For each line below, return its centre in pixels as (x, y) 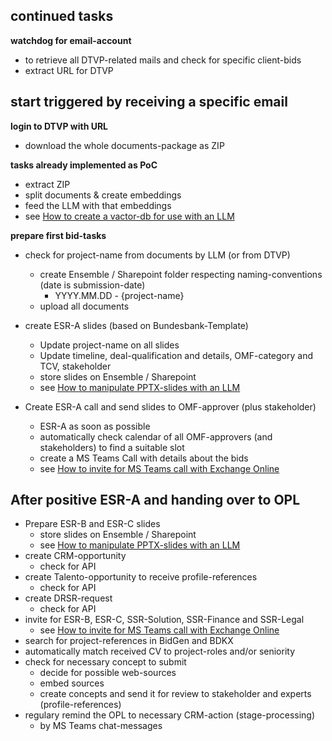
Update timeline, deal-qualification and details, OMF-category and (176, 355)
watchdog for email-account (71, 40)
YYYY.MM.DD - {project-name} (119, 295)
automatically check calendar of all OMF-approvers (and (156, 436)
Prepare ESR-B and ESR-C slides (92, 524)
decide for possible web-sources (108, 673)
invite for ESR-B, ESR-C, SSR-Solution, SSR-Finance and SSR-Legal (164, 620)
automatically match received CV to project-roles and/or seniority (160, 651)
